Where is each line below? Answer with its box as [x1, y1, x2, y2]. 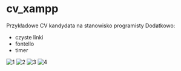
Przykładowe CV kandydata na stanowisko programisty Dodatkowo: [6, 22, 176, 29]
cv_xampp [6, 2, 59, 16]
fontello [15, 40, 35, 47]
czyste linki [15, 33, 44, 41]
